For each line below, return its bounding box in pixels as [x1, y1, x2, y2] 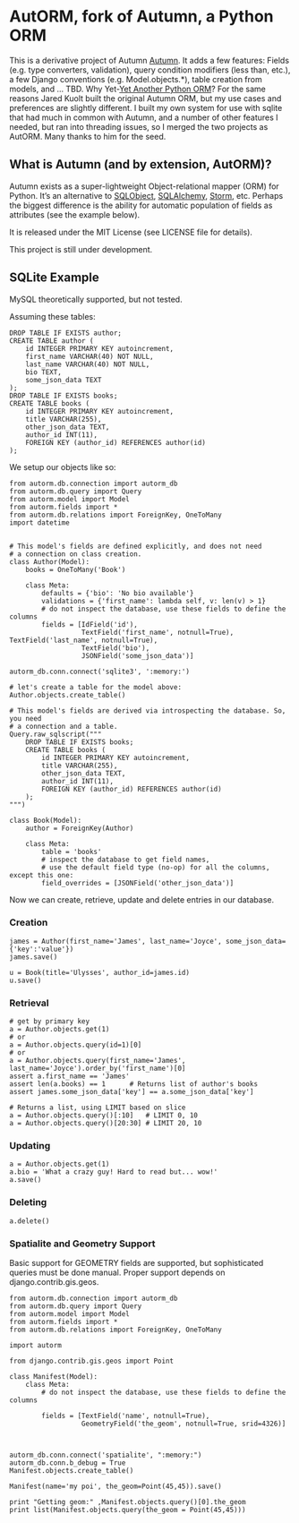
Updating [9, 1140, 51, 1152]
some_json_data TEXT [25, 375, 102, 384]
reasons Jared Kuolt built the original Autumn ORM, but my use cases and [9, 92, 282, 104]
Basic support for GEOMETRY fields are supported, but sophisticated [9, 1258, 264, 1269]
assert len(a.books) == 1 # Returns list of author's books [9, 1080, 258, 1089]
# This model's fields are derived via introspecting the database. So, [9, 706, 286, 715]
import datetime [9, 518, 70, 527]
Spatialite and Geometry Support [9, 1237, 156, 1250]
